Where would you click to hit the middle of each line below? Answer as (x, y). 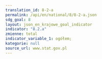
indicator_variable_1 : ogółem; (39, 39)
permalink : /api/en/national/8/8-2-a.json (51, 15)
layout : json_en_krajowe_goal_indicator (49, 24)
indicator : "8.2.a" (26, 29)
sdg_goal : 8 (18, 19)
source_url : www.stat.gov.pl (36, 48)
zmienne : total (21, 34)
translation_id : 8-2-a (29, 10)
